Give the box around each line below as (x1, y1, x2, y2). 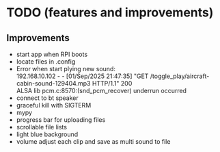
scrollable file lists (16, 123, 68, 131)
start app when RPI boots (16, 50, 88, 58)
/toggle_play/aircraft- (150, 72, 210, 80)
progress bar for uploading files (16, 116, 106, 124)
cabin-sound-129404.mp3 (16, 79, 91, 87)
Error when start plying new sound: (16, 65, 115, 73)
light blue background (16, 130, 79, 138)
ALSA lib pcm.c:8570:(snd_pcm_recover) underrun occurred (16, 87, 187, 94)
